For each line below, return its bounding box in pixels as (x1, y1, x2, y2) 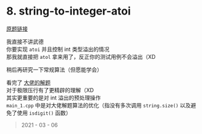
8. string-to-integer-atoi (6, 4, 131, 18)
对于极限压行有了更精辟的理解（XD (6, 86, 94, 93)
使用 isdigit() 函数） (16, 109, 72, 116)
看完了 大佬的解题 (6, 79, 50, 86)
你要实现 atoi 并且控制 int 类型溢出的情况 (6, 45, 110, 53)
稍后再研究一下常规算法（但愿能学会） (6, 65, 102, 73)
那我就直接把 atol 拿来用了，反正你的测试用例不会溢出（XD (6, 53, 156, 60)
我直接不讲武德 (6, 38, 44, 45)
